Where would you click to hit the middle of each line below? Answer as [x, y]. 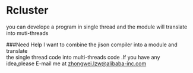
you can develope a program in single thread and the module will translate [97, 27]
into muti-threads [27, 33]
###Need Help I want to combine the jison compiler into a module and [92, 45]
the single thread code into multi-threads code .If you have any [83, 57]
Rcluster [27, 10]
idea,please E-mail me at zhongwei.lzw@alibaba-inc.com [76, 64]
